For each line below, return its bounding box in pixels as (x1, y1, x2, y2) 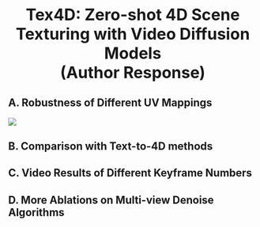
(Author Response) (60, 62, 205, 82)
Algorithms (8, 206, 65, 219)
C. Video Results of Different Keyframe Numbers (8, 166, 253, 180)
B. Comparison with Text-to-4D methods (8, 140, 213, 153)
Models (104, 43, 162, 63)
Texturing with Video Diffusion (15, 24, 251, 44)
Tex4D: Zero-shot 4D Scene (25, 4, 240, 25)
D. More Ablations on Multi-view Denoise (8, 193, 215, 206)
